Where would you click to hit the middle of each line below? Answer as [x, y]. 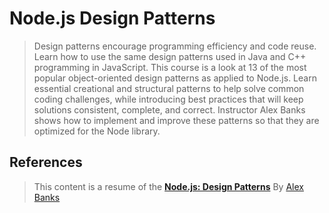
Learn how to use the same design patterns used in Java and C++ [170, 56]
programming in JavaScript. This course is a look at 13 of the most [170, 67]
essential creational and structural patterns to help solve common [169, 88]
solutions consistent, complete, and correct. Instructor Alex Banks [169, 109]
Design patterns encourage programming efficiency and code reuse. [175, 46]
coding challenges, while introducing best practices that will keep [168, 99]
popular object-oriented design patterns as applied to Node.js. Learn [175, 78]
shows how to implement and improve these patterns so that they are [176, 120]
